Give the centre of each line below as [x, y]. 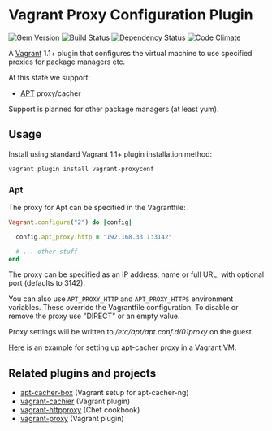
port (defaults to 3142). [47, 283]
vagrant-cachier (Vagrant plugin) [75, 401]
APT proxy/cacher [50, 93]
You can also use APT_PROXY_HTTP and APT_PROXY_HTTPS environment [121, 299]
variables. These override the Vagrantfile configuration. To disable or [123, 308]
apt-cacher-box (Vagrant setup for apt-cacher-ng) [104, 393]
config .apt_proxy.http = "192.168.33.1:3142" [94, 237]
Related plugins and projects [82, 373]
